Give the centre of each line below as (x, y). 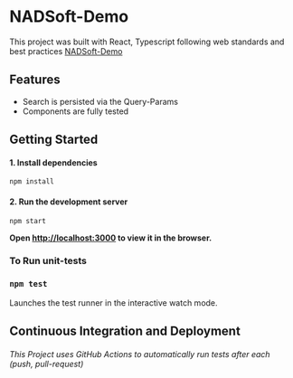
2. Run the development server (69, 202)
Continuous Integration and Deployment (125, 331)
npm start (28, 221)
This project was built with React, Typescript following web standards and (147, 42)
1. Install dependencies (53, 162)
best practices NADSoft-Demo (66, 51)
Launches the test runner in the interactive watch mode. (114, 302)
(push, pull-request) (47, 364)
